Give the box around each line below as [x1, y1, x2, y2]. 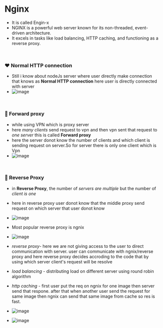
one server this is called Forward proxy [11, 132, 91, 138]
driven [11, 30, 25, 36]
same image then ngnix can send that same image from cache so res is [11, 293, 155, 299]
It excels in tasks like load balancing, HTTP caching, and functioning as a [11, 35, 159, 41]
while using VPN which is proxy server [11, 121, 89, 128]
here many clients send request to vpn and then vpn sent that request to [11, 127, 157, 132]
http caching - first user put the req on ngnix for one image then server [11, 283, 155, 289]
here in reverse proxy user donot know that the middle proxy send [11, 200, 145, 206]
